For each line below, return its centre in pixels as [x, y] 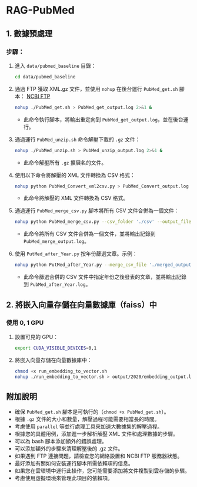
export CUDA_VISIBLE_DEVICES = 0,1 [56, 348]
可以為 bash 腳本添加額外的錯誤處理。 [61, 441]
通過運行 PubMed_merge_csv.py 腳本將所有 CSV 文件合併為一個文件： [97, 210]
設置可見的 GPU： [36, 337]
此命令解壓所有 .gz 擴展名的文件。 [65, 162]
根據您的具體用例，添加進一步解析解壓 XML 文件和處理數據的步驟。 [96, 434]
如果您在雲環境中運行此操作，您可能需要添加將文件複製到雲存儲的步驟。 [102, 471]
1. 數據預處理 [29, 33]
